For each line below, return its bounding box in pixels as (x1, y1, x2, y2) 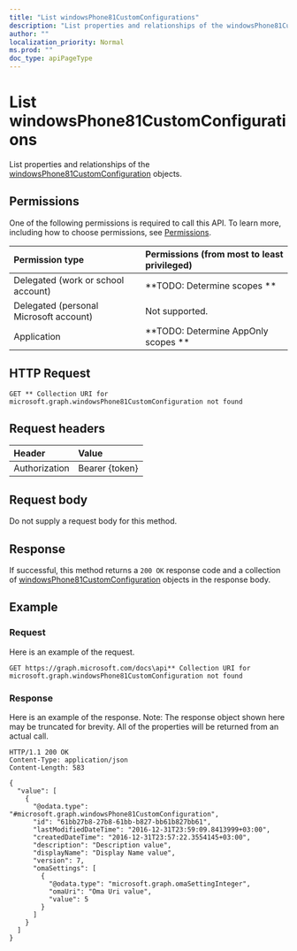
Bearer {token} (78, 462, 139, 474)
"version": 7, (32, 855, 86, 865)
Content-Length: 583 (9, 763, 86, 772)
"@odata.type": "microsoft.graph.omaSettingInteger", (48, 879, 251, 888)
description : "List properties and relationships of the (9, 21, 224, 30)
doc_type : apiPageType (9, 54, 93, 63)
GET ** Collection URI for (9, 389, 109, 398)
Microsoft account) (13, 311, 94, 323)
